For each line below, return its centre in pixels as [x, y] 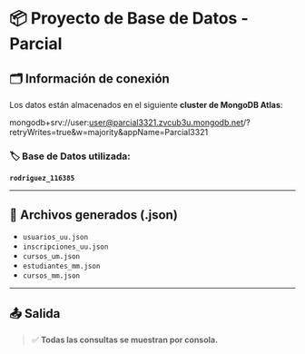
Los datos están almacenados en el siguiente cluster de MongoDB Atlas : [146, 105]
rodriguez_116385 [42, 179]
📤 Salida [35, 314]
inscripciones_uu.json [65, 247]
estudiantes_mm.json [61, 266]
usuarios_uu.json [55, 238]
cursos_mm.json [51, 276]
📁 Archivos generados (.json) [94, 215]
